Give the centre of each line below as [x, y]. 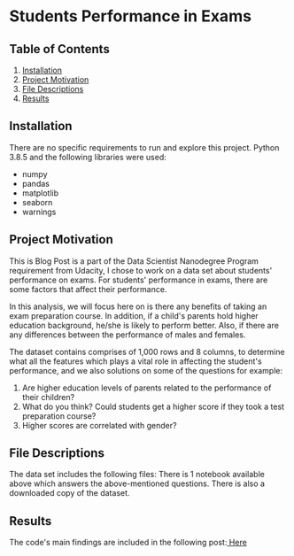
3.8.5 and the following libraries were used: [88, 157]
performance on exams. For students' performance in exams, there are [139, 280]
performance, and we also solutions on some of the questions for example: [146, 370]
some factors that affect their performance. [88, 289]
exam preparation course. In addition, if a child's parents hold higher [134, 315]
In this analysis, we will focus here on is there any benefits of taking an [138, 306]
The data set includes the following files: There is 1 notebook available [137, 475]
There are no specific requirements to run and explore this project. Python [144, 147]
